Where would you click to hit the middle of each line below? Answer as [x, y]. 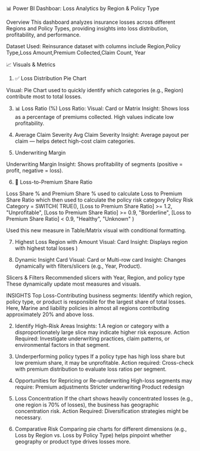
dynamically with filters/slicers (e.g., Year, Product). [78, 266]
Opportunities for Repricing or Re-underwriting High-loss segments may [103, 380]
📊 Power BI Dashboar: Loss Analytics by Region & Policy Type [83, 8]
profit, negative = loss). [35, 170]
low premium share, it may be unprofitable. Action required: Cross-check [104, 363]
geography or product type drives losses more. [73, 441]
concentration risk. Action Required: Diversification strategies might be [101, 411]
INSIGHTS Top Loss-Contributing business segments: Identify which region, [99, 295]
